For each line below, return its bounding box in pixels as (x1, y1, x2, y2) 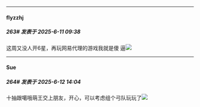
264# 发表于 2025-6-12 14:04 (6, 78, 82, 85)
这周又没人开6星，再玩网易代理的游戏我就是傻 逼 (6, 44, 126, 51)
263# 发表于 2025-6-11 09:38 (6, 28, 81, 36)
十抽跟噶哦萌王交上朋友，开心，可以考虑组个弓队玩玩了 (6, 95, 142, 102)
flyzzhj (6, 14, 24, 21)
